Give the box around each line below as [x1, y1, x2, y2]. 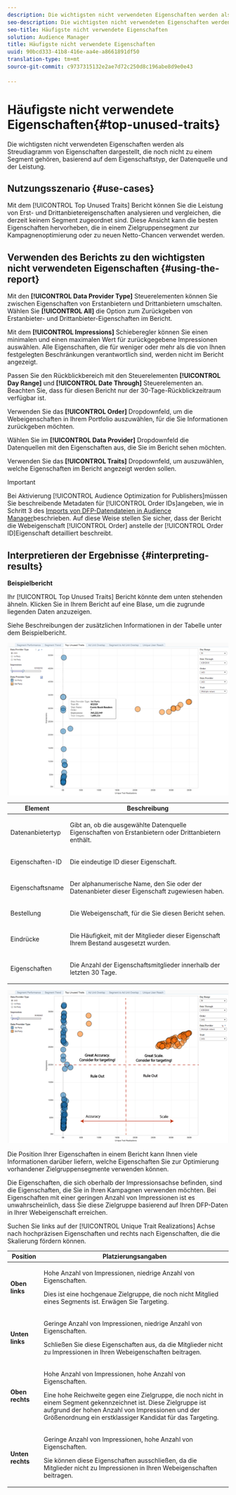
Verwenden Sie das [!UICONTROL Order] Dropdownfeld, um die [7, 407, 193, 416]
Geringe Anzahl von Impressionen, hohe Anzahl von [43, 1435, 193, 1444]
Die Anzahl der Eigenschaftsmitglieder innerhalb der [70, 961, 221, 969]
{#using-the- [160, 262, 220, 274]
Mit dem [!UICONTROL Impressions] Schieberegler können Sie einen [7, 328, 209, 336]
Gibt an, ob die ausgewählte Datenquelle [70, 820, 187, 829]
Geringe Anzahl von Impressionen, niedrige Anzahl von [43, 1319, 202, 1327]
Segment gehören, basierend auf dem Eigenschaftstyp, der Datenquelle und [7, 154, 228, 163]
